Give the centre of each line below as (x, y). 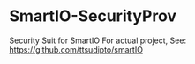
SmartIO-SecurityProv (93, 16)
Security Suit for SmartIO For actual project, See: (98, 40)
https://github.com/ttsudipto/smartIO (76, 49)
